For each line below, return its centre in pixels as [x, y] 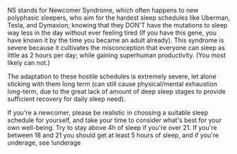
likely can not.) [29, 63]
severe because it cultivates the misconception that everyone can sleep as [116, 48]
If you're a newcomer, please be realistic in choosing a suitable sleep [108, 113]
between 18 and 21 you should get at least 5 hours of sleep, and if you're [113, 135]
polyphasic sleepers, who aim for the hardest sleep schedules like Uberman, [119, 18]
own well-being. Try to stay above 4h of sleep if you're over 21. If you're [112, 128]
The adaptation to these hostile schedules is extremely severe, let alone [112, 76]
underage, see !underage [44, 143]
